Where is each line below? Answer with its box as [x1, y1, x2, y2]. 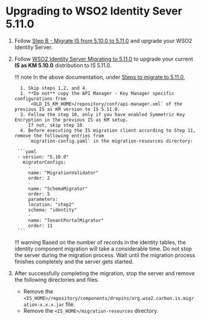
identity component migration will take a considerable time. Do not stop [14, 245, 193, 252]
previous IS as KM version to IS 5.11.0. [14, 106, 120, 113]
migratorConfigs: [22, 159, 66, 165]
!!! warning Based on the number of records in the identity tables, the [14, 238, 187, 246]
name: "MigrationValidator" [28, 169, 99, 176]
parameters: [28, 196, 59, 202]
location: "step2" [28, 201, 75, 207]
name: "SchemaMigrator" [28, 186, 88, 192]
